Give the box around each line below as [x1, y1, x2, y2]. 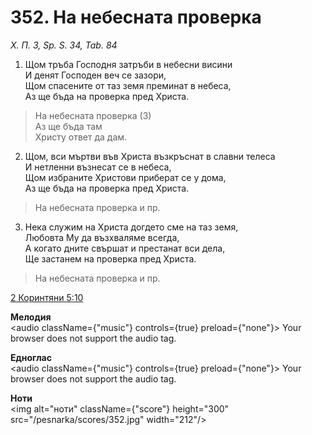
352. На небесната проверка [10, 6, 262, 29]
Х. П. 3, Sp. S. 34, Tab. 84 [10, 39, 118, 51]
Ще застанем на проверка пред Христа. [24, 252, 197, 265]
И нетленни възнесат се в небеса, [24, 161, 172, 173]
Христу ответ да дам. [34, 131, 128, 143]
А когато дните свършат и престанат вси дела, [24, 242, 226, 254]
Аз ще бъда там [34, 120, 103, 132]
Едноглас [10, 351, 52, 363]
